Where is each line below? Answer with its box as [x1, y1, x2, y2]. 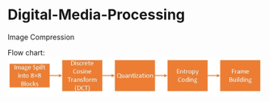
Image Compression [7, 32, 75, 42]
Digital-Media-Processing [7, 6, 186, 24]
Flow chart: [7, 47, 45, 57]
